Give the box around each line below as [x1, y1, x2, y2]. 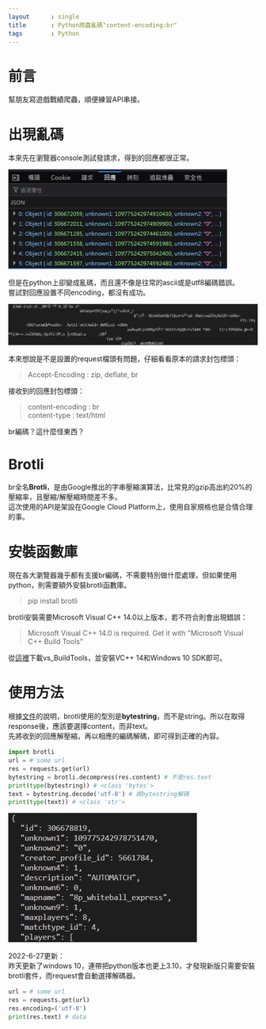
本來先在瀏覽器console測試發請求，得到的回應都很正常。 [8, 153, 194, 162]
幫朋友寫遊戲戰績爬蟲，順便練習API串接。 [8, 95, 145, 105]
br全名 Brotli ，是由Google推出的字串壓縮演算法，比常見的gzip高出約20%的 [8, 482, 253, 492]
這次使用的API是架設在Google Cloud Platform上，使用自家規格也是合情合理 [8, 502, 253, 512]
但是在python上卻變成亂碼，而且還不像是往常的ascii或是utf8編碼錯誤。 [8, 278, 240, 288]
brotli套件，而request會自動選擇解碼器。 [8, 971, 140, 981]
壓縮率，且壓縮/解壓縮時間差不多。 [8, 492, 123, 502]
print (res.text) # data [8, 1012, 87, 1021]
